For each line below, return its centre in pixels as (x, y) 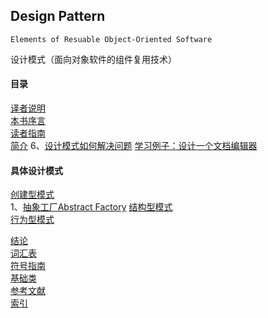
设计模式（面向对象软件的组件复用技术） (93, 59)
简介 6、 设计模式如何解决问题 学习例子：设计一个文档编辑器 (134, 146)
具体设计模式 (36, 170)
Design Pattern (58, 16)
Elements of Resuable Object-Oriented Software (111, 39)
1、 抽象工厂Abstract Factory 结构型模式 (91, 207)
